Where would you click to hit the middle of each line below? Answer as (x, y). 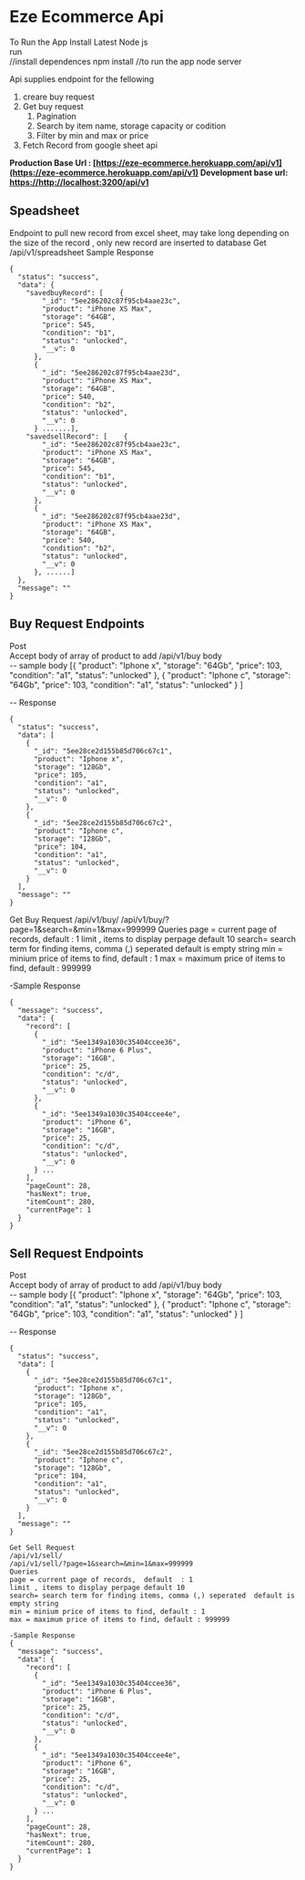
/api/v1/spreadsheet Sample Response (82, 252)
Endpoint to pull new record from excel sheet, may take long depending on (149, 232)
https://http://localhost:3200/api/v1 (79, 182)
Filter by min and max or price (92, 135)
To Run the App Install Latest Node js (79, 42)
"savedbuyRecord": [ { (75, 293)
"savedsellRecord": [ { (77, 436)
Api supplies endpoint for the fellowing (82, 78)
